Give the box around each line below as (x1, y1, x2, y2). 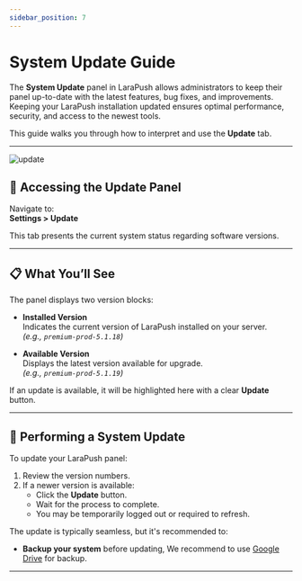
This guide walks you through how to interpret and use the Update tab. (9, 128, 272, 139)
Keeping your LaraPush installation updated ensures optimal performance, (9, 101, 285, 112)
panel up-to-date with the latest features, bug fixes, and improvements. (9, 91, 274, 102)
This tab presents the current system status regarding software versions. (9, 230, 280, 241)
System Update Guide (9, 51, 176, 72)
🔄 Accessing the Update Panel (9, 179, 182, 194)
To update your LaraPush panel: (9, 453, 128, 463)
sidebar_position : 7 (9, 13, 87, 22)
